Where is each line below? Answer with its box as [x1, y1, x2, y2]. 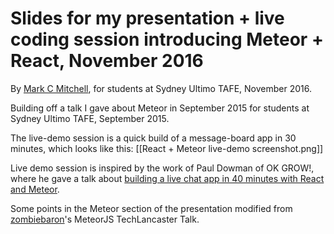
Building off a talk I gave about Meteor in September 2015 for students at [10, 102, 310, 114]
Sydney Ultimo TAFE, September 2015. [10, 112, 170, 124]
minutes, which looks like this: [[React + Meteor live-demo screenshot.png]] [10, 142, 324, 154]
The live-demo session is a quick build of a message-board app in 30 [10, 132, 297, 144]
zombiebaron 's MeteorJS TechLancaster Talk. [10, 213, 200, 225]
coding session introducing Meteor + [10, 28, 324, 51]
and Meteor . [10, 183, 60, 195]
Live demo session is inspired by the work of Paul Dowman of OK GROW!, [10, 162, 315, 174]
